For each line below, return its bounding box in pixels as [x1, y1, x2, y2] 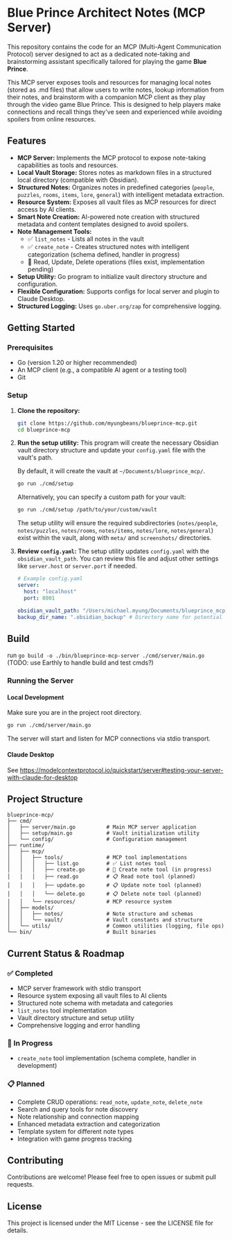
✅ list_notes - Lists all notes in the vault [27, 235, 144, 243]
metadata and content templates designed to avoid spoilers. [17, 220, 189, 228]
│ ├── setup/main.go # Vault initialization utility [7, 830, 199, 837]
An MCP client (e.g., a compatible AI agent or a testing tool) [17, 366, 187, 374]
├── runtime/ [7, 842, 45, 849]
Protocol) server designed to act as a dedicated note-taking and [7, 50, 190, 58]
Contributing [7, 1154, 64, 1166]
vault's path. [17, 453, 53, 462]
